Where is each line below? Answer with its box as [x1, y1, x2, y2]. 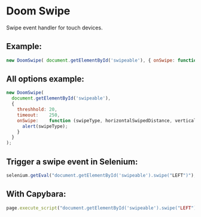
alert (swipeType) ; [22, 123, 68, 129]
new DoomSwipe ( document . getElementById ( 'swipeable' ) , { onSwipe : [6, 57, 175, 64]
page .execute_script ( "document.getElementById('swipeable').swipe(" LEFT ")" [6, 205, 199, 211]
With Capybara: [6, 189, 66, 199]
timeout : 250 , [17, 112, 60, 118]
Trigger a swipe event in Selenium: [6, 156, 138, 167]
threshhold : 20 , [17, 107, 58, 113]
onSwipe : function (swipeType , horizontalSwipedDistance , [17, 117, 172, 123]
